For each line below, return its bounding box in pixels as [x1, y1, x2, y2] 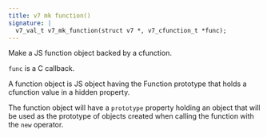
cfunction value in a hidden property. [8, 88, 130, 97]
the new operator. [8, 120, 64, 130]
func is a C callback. [8, 64, 75, 73]
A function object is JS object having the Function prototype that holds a [8, 79, 247, 88]
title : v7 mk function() [8, 11, 91, 20]
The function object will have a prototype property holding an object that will [8, 103, 261, 112]
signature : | [8, 19, 52, 27]
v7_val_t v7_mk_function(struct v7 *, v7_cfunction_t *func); [15, 26, 227, 34]
